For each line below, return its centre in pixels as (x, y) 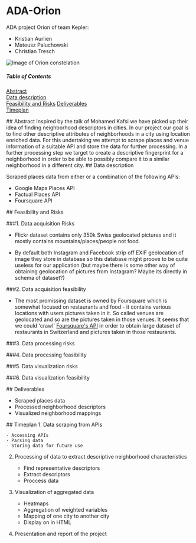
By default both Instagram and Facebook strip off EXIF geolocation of (99, 253)
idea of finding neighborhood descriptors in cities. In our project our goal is (97, 127)
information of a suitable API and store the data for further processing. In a (97, 146)
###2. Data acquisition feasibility (46, 289)
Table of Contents (29, 76)
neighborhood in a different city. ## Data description (70, 165)
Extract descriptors (47, 474)
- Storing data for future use (45, 446)
